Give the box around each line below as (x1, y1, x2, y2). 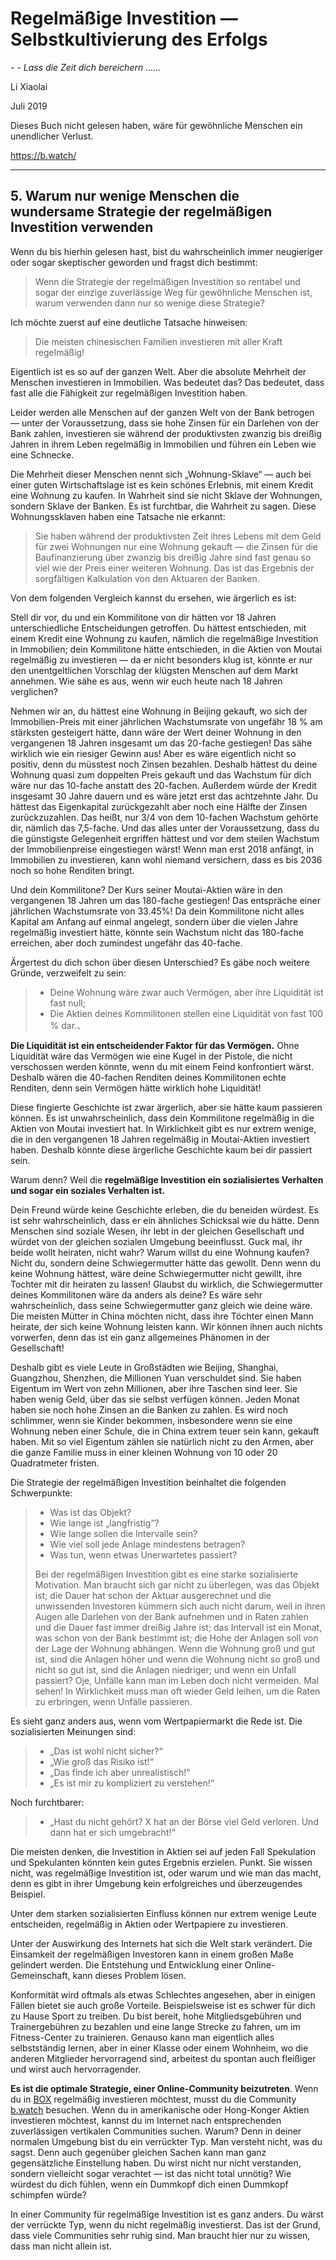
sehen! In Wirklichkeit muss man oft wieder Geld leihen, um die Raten (34, 1685, 321, 1697)
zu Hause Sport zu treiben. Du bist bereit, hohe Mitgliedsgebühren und (10, 2010, 302, 2022)
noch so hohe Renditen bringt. (10, 864, 135, 876)
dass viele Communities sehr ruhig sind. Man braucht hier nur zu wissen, (10, 2229, 311, 2241)
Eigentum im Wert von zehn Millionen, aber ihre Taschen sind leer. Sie (10, 1382, 298, 1394)
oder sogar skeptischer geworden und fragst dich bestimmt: (10, 256, 258, 268)
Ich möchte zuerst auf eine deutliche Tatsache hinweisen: (10, 316, 248, 328)
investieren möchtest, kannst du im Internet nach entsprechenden (10, 2114, 282, 2126)
